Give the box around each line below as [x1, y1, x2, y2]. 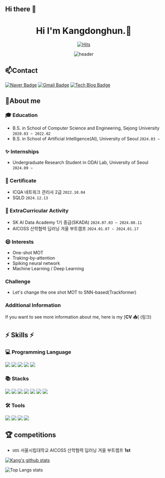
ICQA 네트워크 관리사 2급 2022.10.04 [12, 189, 86, 195]
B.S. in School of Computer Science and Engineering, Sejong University [12, 125, 160, 131]
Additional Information [5, 302, 61, 309]
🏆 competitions [5, 431, 56, 440]
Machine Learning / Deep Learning [12, 266, 84, 272]
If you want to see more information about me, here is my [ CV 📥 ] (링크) [5, 314, 152, 320]
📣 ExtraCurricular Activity [5, 207, 69, 214]
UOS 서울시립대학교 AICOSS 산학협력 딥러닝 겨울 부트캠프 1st [12, 447, 131, 453]
